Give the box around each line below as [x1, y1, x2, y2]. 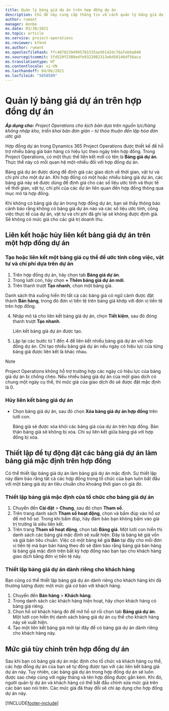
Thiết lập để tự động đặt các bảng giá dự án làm [5, 449, 157, 457]
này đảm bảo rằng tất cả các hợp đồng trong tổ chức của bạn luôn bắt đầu [5, 476, 160, 482]
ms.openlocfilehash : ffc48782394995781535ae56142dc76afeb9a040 [5, 50, 141, 55]
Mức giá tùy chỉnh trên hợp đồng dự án [5, 645, 130, 653]
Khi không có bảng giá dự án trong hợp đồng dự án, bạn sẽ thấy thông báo [5, 200, 160, 206]
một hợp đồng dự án [5, 239, 70, 248]
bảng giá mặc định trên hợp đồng [5, 457, 111, 465]
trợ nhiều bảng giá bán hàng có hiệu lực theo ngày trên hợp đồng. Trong [5, 148, 155, 154]
